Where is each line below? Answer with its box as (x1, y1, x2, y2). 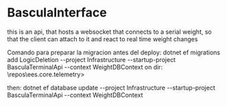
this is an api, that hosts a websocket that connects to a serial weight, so (7, 28, 212, 36)
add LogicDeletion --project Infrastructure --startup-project (7, 55, 176, 63)
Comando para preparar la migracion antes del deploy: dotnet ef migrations (7, 48, 221, 56)
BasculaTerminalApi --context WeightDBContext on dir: (7, 63, 163, 71)
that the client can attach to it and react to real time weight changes (7, 34, 198, 43)
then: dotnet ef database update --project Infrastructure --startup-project (7, 83, 215, 92)
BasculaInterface (7, 5, 108, 21)
